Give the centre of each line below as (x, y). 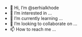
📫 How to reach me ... (33, 29)
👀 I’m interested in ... (31, 13)
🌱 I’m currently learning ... (36, 18)
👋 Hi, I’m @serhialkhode (34, 8)
